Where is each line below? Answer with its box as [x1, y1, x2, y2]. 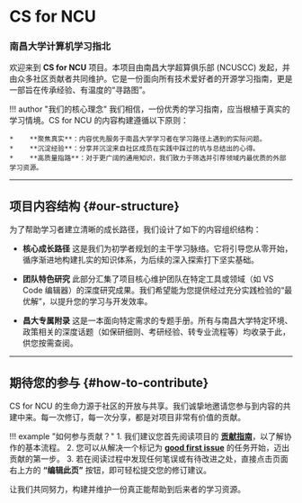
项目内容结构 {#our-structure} [9, 198, 180, 213]
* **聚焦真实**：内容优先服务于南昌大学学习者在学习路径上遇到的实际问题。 [9, 135, 267, 144]
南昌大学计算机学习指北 [9, 40, 111, 53]
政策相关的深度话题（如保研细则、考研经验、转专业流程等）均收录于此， [22, 327, 290, 337]
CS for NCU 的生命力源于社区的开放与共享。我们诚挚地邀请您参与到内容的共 [9, 400, 291, 411]
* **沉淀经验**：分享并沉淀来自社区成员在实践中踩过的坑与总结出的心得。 [9, 144, 260, 154]
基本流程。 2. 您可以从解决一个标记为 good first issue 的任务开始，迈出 [24, 443, 290, 454]
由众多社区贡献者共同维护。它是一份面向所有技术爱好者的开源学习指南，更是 [9, 74, 293, 85]
